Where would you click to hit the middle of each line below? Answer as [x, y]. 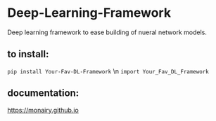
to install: [28, 54]
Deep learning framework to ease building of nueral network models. [107, 32]
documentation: [43, 93]
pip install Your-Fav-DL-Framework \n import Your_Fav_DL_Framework [108, 71]
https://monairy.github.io [43, 110]
